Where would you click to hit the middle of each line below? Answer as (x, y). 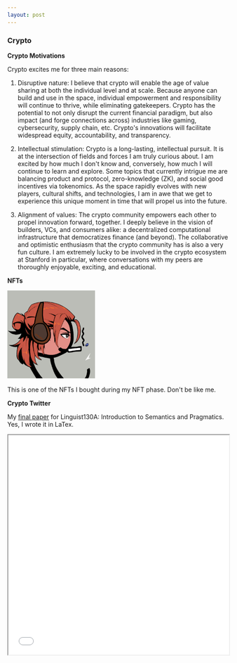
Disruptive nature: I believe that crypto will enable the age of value (113, 83)
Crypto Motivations (36, 56)
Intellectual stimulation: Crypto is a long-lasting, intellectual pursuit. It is (121, 148)
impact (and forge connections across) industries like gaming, (107, 120)
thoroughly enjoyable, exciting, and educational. (87, 266)
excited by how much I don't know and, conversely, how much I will (115, 163)
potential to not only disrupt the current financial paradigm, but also (115, 112)
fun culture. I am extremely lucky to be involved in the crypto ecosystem (122, 252)
